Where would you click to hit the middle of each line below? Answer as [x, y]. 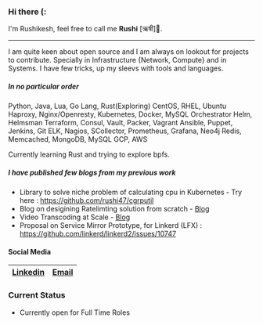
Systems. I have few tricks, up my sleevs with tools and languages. [116, 68]
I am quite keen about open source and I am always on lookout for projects [128, 52]
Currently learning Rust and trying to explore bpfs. [89, 154]
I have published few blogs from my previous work [92, 172]
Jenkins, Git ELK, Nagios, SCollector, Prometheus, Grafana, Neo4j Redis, [125, 131]
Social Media [30, 251]
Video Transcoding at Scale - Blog [75, 217]
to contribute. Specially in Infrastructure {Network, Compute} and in [117, 60]
